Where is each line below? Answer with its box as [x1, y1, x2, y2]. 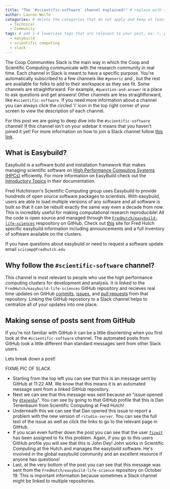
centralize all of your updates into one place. [5, 302, 98, 308]
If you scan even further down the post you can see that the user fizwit [12, 430, 163, 436]
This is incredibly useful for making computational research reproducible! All [5, 209, 164, 216]
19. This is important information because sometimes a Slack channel [12, 473, 157, 479]
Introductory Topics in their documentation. [5, 178, 96, 184]
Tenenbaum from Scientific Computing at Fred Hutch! [12, 402, 124, 409]
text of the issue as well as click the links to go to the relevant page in [12, 418, 158, 425]
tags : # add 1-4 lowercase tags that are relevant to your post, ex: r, [5, 31, 162, 36]
